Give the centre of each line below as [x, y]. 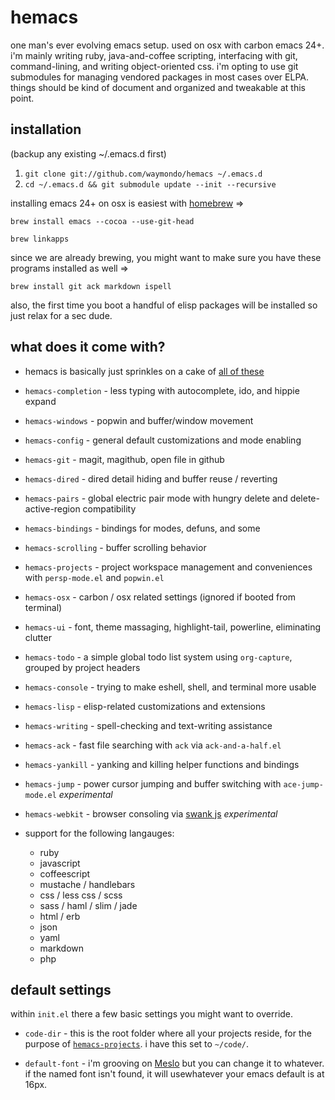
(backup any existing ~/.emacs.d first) [88, 153]
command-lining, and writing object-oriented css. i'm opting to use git [154, 66]
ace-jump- [303, 784]
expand [40, 401]
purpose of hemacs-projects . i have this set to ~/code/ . [137, 1044]
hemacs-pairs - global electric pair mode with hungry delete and [156, 498]
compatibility [109, 508]
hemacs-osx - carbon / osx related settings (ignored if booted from [160, 597]
